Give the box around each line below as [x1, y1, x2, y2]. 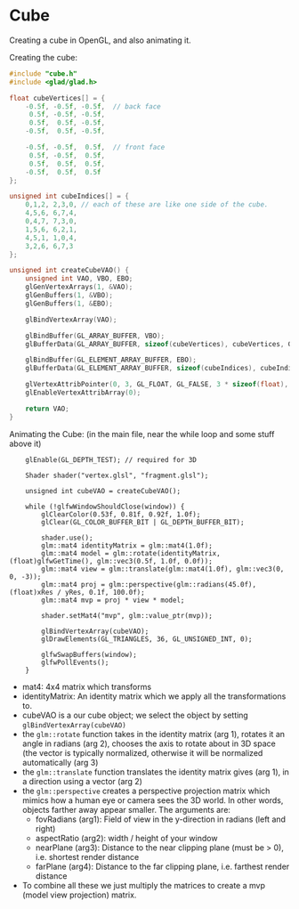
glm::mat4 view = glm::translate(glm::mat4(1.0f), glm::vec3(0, [41, 564, 285, 573]
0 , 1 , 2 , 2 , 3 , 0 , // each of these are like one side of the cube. [25, 200, 269, 209]
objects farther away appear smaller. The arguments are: [21, 804, 231, 815]
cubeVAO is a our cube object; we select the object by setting [21, 710, 249, 720]
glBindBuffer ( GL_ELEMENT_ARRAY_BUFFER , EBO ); [25, 355, 198, 365]
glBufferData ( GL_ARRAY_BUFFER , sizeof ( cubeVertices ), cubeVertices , [25, 339, 285, 348]
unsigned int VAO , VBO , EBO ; [25, 274, 133, 283]
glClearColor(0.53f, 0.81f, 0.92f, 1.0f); [41, 509, 201, 519]
